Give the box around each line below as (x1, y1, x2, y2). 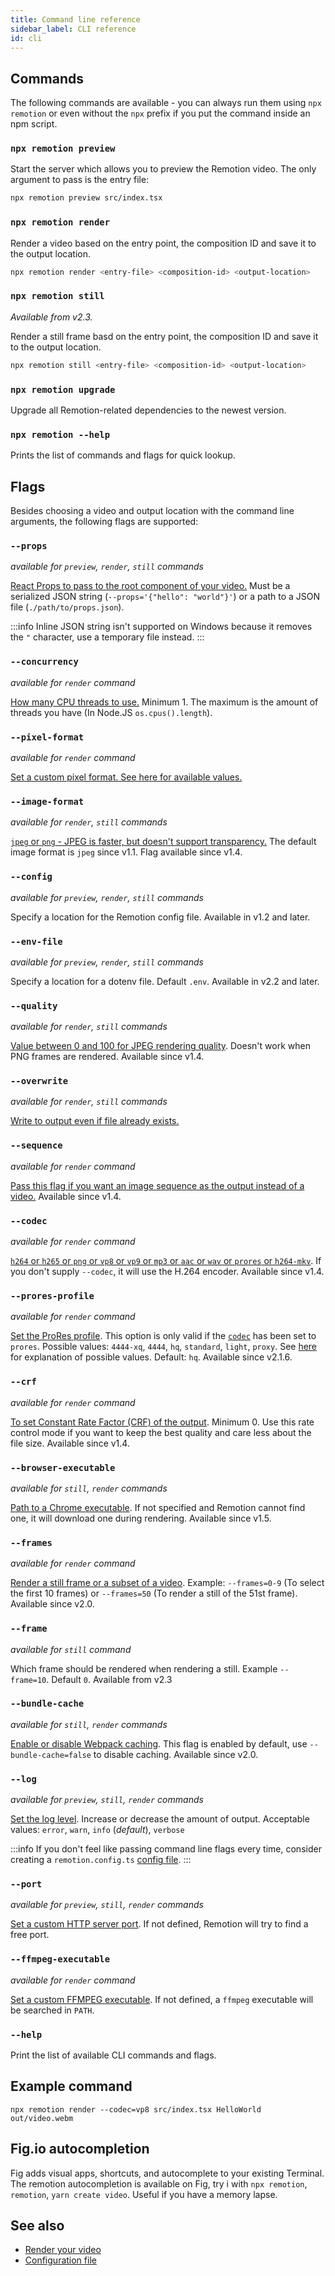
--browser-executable (10, 1462, 116, 1473)
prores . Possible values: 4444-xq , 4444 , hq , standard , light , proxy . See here (10, 1341, 318, 1353)
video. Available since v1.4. (10, 1190, 122, 1202)
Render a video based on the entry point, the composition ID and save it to (10, 237, 317, 249)
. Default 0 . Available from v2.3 (46, 1673, 173, 1685)
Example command (10, 2078, 133, 2095)
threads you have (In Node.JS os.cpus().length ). (10, 706, 213, 718)
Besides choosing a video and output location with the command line (10, 505, 295, 517)
